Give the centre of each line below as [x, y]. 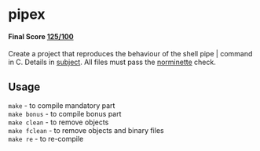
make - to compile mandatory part [62, 106]
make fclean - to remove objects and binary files [86, 131]
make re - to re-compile [46, 139]
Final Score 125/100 [41, 36]
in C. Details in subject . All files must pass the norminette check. [112, 62]
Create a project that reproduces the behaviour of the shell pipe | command [130, 54]
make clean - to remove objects [59, 122]
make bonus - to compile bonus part [65, 114]
